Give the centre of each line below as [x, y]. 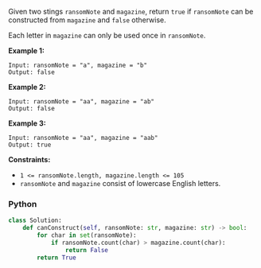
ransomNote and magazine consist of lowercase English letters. [120, 183]
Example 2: [27, 87]
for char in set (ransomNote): [87, 235]
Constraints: [29, 159]
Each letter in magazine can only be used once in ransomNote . [107, 35]
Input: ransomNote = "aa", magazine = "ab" [82, 102]
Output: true [30, 145]
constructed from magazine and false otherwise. [87, 20]
